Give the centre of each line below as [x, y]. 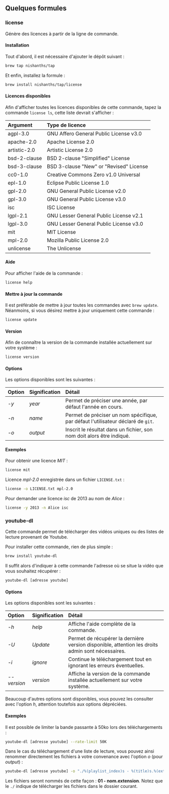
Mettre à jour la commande [34, 294]
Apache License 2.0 [71, 142]
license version [22, 357]
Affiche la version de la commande [109, 674]
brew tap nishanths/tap [30, 66]
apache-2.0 [22, 142]
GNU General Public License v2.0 [87, 191]
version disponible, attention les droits [113, 645]
